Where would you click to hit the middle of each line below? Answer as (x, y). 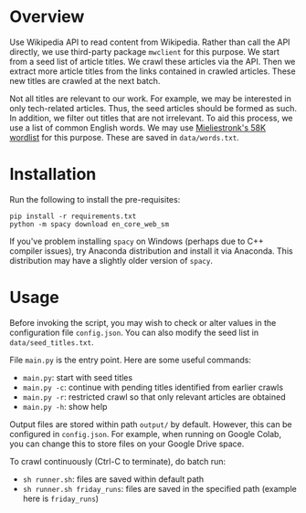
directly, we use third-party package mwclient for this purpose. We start (145, 51)
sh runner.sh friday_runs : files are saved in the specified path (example (159, 488)
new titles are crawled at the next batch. (85, 80)
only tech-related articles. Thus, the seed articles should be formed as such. (153, 108)
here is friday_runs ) (60, 498)
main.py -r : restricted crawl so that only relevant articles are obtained (154, 397)
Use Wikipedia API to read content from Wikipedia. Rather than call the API (150, 42)
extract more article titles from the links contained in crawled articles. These (153, 71)
